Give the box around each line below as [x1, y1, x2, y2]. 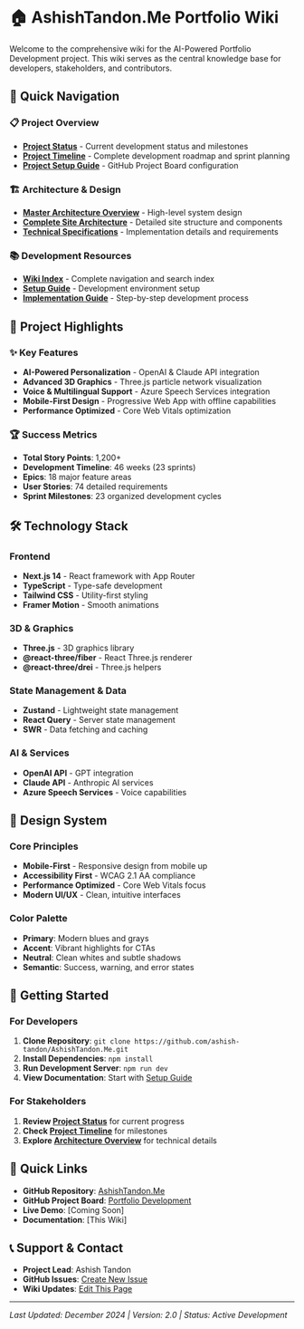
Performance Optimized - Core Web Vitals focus [22, 880, 206, 891]
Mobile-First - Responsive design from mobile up [22, 861, 208, 872]
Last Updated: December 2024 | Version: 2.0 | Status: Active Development [9, 1310, 288, 1321]
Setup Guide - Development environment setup [22, 283, 201, 294]
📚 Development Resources [9, 249, 132, 262]
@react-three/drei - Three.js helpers [22, 662, 162, 673]
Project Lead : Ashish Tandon [22, 1265, 131, 1276]
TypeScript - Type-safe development [22, 580, 163, 591]
